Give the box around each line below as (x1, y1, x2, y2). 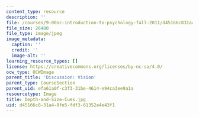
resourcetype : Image (6, 91, 57, 97)
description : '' (6, 14, 46, 20)
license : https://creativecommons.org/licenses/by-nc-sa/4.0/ (6, 63, 163, 70)
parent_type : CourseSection (6, 80, 76, 86)
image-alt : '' (11, 53, 46, 58)
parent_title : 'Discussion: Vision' (6, 74, 97, 80)
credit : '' (11, 47, 38, 53)
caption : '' (11, 42, 41, 48)
